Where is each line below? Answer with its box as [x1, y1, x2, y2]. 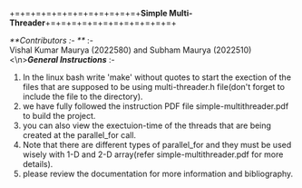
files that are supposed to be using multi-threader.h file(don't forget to [22, 82, 286, 92]
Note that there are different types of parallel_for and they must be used [22, 140, 292, 150]
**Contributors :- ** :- [9, 35, 93, 45]
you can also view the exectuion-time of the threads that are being [22, 120, 272, 131]
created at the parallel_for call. [22, 130, 137, 140]
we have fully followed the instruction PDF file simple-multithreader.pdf [22, 101, 289, 112]
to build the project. [22, 111, 96, 121]
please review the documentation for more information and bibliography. [22, 168, 294, 179]
